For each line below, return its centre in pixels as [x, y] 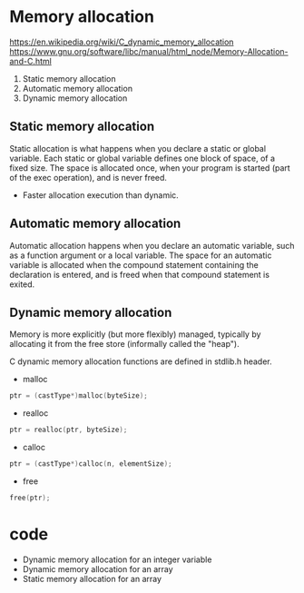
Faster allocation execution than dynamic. [100, 195]
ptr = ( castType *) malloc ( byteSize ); [78, 396]
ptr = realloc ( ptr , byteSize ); [69, 430]
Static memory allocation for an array [92, 578]
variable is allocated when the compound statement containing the [134, 264]
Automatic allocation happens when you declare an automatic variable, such [152, 245]
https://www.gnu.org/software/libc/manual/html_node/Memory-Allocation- [149, 51]
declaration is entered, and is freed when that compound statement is [140, 274]
